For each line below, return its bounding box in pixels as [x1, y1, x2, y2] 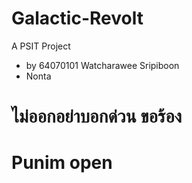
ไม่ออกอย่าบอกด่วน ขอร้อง [11, 105, 183, 128]
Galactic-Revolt [11, 7, 144, 30]
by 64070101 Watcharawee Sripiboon [25, 59, 180, 71]
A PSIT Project [11, 40, 71, 52]
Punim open [11, 152, 113, 174]
